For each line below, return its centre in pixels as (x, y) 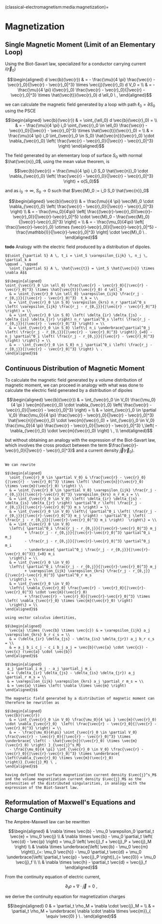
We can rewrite (20, 465)
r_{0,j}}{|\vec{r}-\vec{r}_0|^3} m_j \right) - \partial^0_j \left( (75, 516)
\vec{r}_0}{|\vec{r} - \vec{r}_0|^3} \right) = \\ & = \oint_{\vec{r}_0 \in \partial (81, 410)
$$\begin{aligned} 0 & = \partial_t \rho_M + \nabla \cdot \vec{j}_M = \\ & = (81, 906)
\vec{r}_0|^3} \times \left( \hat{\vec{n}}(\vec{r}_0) (87, 482)
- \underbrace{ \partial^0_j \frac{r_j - (67, 550)
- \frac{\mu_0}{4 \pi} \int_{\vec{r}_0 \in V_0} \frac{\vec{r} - (77, 749)
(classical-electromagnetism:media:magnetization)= (57, 7)
